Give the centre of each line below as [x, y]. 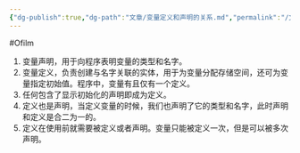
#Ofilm [21, 43]
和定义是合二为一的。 [61, 117]
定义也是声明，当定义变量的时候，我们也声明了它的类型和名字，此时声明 [155, 105]
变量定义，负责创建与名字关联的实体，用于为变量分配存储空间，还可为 [151, 72]
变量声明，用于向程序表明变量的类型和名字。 [104, 61]
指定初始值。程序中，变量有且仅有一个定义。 [112, 83]
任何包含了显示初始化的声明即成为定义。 [96, 94]
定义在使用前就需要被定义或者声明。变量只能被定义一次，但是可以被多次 [155, 128]
